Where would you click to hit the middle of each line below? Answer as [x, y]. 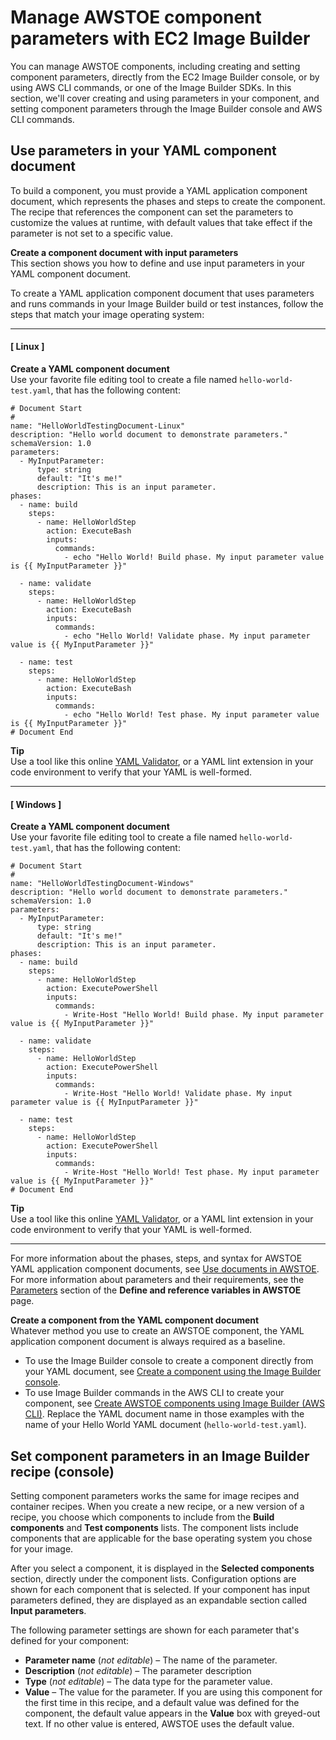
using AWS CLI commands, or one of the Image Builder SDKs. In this [151, 87]
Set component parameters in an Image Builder [160, 1456]
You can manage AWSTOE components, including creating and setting [155, 66]
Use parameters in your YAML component [143, 151]
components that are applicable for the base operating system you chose [161, 1538]
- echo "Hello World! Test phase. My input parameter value [191, 714]
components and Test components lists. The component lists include [154, 1527]
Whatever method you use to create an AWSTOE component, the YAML [157, 1331]
